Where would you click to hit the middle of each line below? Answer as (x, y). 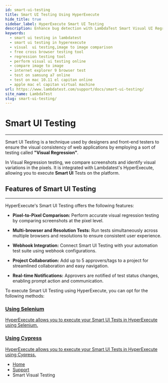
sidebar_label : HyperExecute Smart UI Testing (54, 24)
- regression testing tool (38, 56)
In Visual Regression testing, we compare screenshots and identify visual (80, 162)
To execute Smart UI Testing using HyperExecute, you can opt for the (77, 291)
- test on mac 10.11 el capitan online (51, 80)
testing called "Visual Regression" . (42, 153)
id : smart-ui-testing (28, 10)
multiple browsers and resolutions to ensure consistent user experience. (87, 236)
